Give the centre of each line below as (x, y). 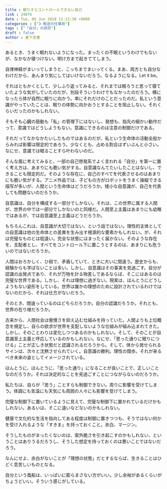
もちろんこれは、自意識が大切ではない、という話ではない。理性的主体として (83, 226)
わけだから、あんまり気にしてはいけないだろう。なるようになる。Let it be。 (83, 75)
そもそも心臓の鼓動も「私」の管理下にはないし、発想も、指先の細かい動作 (81, 121)
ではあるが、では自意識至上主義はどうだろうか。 (55, 215)
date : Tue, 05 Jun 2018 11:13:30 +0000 (48, 19)
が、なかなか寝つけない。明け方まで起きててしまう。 (59, 58)
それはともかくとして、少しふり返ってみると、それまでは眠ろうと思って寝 (81, 86)
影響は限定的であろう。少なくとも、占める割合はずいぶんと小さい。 (92, 144)
